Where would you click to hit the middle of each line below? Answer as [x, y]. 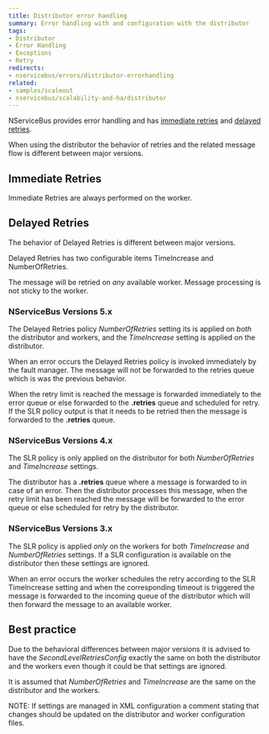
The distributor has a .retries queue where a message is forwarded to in [128, 482]
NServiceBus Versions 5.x [60, 312]
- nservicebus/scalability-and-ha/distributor [88, 98]
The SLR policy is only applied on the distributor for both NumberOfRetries [131, 458]
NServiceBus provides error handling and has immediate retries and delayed [134, 120]
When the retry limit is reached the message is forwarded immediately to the [135, 394]
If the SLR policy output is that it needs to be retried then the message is [128, 411]
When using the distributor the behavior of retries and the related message [132, 145]
